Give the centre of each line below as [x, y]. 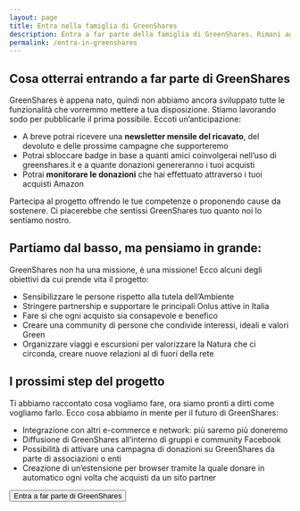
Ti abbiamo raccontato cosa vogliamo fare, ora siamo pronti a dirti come [142, 403]
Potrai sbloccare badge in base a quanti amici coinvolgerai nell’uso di [149, 155]
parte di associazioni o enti [72, 458]
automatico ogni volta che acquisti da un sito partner [119, 477]
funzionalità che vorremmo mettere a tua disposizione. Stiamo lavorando [143, 110]
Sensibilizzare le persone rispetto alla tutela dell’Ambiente [128, 297]
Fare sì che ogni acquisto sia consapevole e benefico [120, 315]
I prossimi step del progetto [87, 382]
